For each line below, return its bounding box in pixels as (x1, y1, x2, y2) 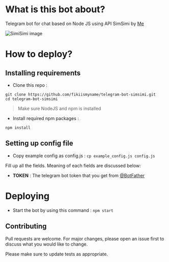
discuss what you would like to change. (5, 241, 88, 247)
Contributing (5, 222, 47, 231)
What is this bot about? (5, 4, 105, 15)
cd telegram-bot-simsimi (5, 96, 58, 102)
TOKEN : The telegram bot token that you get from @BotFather (12, 172, 145, 178)
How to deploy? (5, 49, 73, 60)
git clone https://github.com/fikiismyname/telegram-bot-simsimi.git (5, 92, 156, 97)
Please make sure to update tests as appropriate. (5, 251, 108, 257)
